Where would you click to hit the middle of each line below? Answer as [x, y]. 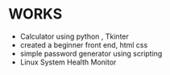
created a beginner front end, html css [84, 44]
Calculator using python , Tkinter [74, 36]
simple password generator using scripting [91, 53]
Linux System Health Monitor [68, 62]
